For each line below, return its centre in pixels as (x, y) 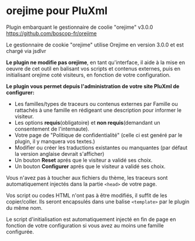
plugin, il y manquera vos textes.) (55, 141)
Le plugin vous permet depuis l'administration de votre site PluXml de (93, 86)
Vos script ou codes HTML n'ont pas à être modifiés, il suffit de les (87, 195)
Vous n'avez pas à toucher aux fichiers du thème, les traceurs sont (87, 178)
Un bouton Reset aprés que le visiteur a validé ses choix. (83, 160)
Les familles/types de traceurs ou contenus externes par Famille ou (96, 103)
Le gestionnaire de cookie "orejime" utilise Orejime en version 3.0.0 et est (95, 45)
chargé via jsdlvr (26, 51)
